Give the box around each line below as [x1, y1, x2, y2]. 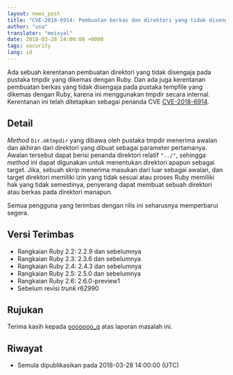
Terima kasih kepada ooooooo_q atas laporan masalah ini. [7, 322, 173, 331]
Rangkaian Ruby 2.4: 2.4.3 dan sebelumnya [17, 262, 142, 270]
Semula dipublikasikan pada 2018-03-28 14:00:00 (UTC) [17, 361, 180, 369]
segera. [7, 208, 29, 217]
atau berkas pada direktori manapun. [7, 187, 113, 196]
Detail [7, 117, 33, 129]
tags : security [7, 42, 51, 49]
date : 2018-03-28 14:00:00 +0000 [7, 36, 104, 43]
